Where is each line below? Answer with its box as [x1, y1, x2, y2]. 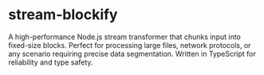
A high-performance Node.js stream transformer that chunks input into [8, 32, 242, 41]
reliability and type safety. [8, 57, 93, 67]
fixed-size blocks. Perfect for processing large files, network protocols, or [8, 40, 251, 49]
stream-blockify [8, 6, 118, 24]
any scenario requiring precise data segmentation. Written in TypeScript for [8, 49, 257, 58]
